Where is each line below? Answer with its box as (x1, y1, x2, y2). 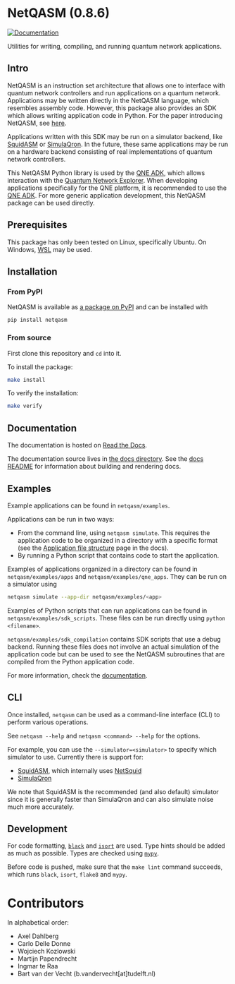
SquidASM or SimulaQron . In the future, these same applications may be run (7, 140, 229, 148)
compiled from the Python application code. (7, 657, 135, 666)
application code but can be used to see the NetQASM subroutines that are (7, 649, 225, 658)
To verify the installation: (7, 389, 79, 397)
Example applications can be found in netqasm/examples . (7, 501, 170, 510)
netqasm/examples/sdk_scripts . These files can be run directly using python (7, 613, 226, 622)
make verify (7, 402, 42, 410)
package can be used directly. (7, 198, 95, 207)
